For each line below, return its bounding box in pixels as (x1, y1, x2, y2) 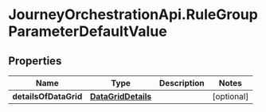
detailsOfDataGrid (12, 91, 83, 102)
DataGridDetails (90, 91, 152, 102)
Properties (8, 54, 62, 68)
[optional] (212, 91, 249, 102)
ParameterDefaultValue (8, 22, 167, 41)
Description (158, 78, 205, 88)
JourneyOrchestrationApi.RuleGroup (8, 6, 259, 24)
